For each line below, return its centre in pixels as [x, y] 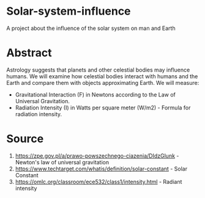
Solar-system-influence [69, 11]
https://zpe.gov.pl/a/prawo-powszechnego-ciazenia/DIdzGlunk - [97, 156]
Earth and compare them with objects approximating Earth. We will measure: [103, 82]
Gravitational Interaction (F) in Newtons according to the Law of [95, 94]
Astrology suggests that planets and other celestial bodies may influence [98, 70]
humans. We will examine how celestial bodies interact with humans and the [102, 76]
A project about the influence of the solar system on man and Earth [91, 28]
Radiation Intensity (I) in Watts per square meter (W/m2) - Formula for [103, 108]
